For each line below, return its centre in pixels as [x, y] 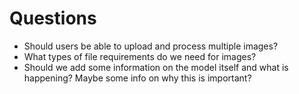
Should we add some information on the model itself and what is [156, 67]
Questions [53, 18]
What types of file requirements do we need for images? [140, 56]
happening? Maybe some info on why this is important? [137, 78]
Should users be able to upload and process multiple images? [151, 46]
